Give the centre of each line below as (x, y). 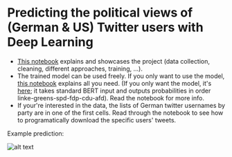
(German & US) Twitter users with (105, 27)
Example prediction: (36, 133)
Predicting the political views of (100, 13)
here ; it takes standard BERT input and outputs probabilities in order (114, 91)
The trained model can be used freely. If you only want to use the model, (121, 76)
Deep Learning (50, 42)
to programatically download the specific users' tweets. (97, 120)
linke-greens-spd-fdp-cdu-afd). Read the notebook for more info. (110, 98)
